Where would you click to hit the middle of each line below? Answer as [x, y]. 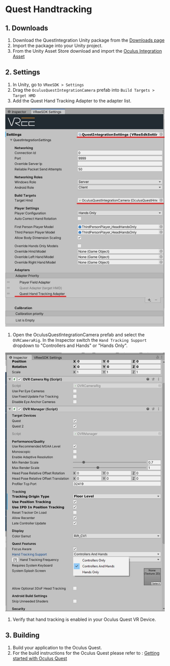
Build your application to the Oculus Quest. [57, 647]
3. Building [23, 635]
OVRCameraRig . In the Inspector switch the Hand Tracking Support [79, 340]
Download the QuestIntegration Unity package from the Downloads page [89, 40]
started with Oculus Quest [40, 658]
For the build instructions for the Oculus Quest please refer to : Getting [86, 653]
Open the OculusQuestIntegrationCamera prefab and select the [79, 335]
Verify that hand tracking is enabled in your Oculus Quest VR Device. [84, 619]
